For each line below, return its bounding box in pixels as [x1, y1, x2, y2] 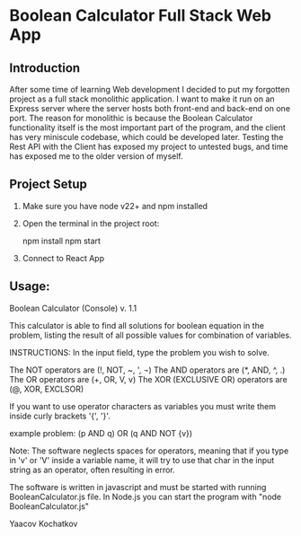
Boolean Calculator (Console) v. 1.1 [9, 303, 137, 313]
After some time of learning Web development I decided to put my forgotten [9, 84, 290, 94]
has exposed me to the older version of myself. [9, 151, 184, 162]
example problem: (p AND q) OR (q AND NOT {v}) [9, 427, 193, 438]
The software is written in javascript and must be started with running [9, 481, 267, 492]
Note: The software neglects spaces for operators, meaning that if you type [9, 445, 289, 456]
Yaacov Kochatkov [9, 518, 78, 529]
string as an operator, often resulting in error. [9, 464, 175, 475]
